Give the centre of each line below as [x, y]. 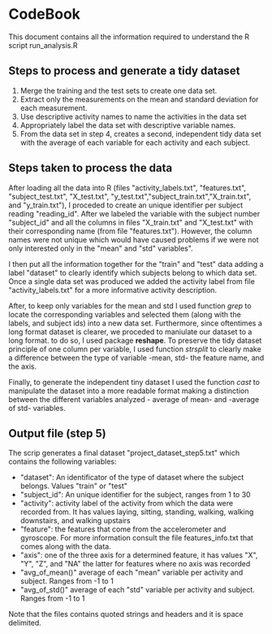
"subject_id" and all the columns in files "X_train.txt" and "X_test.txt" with [131, 222]
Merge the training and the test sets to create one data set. [119, 90]
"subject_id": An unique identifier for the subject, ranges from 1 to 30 [135, 495]
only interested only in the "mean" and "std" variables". [101, 248]
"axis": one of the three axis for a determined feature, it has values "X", [139, 555]
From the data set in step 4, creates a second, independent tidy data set [140, 133]
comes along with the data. [65, 547]
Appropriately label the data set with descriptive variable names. [128, 125]
